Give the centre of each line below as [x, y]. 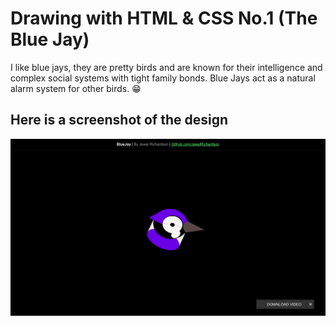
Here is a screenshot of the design [119, 120]
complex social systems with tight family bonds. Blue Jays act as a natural [163, 78]
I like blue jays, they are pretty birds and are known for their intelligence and [166, 67]
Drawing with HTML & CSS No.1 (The [164, 18]
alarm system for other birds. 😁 [76, 88]
